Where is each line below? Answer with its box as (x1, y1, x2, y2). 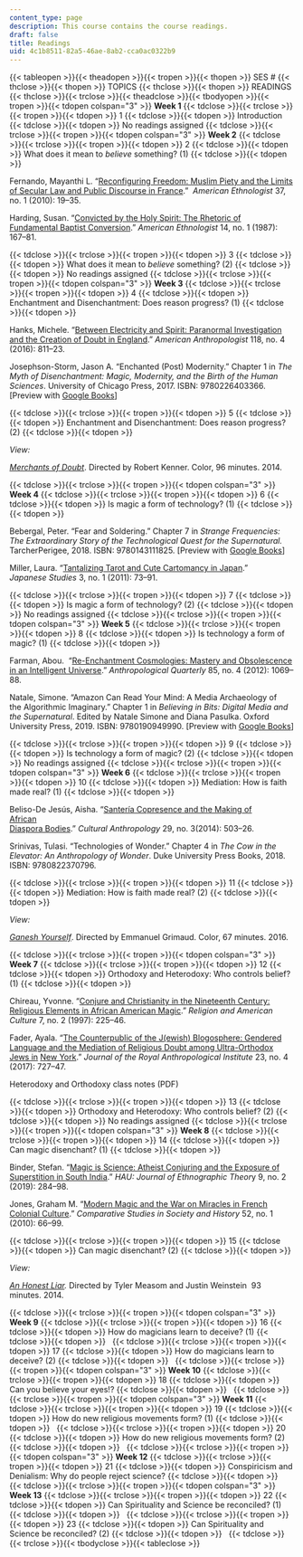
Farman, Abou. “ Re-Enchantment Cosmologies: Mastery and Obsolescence (9, 655, 292, 666)
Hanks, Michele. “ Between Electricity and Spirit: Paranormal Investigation (9, 325, 282, 336)
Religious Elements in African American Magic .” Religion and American (9, 1005, 273, 1016)
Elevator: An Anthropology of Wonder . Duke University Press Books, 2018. (9, 850, 287, 861)
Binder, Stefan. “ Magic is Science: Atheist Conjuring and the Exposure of (9, 1162, 280, 1172)
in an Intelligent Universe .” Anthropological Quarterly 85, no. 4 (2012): (9, 665, 270, 676)
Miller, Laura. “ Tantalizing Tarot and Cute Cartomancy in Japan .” (9, 563, 249, 574)
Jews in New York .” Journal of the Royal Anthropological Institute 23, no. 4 (9, 1051, 289, 1063)
